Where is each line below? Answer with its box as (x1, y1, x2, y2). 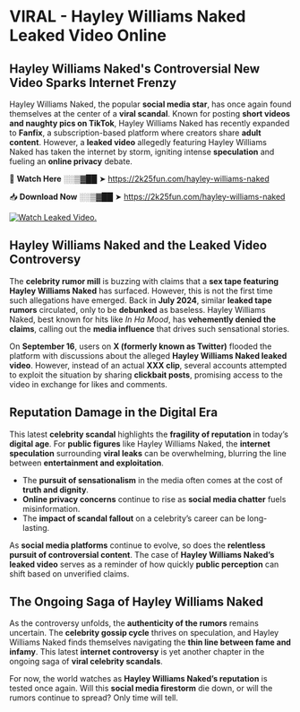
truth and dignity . (21, 484, 90, 495)
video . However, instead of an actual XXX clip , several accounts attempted (9, 360, 287, 370)
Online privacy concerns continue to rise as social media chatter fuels (21, 493, 287, 504)
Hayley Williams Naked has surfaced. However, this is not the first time (9, 285, 273, 296)
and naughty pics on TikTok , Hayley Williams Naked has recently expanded (9, 118, 290, 128)
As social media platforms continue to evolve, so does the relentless (9, 540, 266, 551)
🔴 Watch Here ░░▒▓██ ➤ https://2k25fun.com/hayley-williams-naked (9, 173, 270, 184)
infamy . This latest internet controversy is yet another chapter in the (9, 647, 265, 657)
